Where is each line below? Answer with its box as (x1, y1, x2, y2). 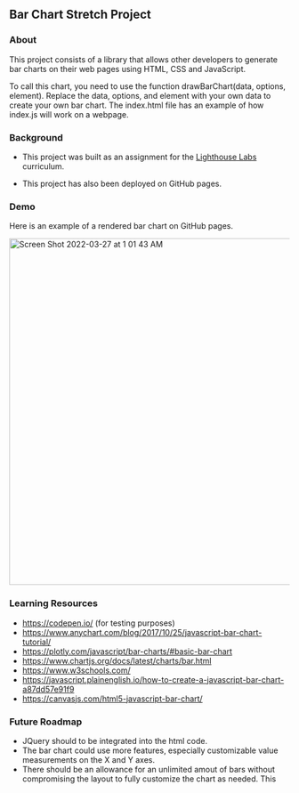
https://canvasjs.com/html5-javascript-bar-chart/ (21, 693, 203, 704)
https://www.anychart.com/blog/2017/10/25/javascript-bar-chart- (21, 627, 263, 637)
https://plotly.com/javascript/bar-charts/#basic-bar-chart (21, 645, 233, 657)
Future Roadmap (9, 716, 83, 728)
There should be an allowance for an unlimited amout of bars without (21, 764, 276, 774)
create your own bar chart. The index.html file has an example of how (9, 100, 264, 110)
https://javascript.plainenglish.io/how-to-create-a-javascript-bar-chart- (21, 674, 285, 684)
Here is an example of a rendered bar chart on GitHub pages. (9, 221, 234, 231)
